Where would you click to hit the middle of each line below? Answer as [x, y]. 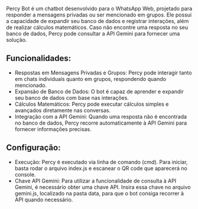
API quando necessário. [44, 200]
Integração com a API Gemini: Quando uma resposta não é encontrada [101, 116]
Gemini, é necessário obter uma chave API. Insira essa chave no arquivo [103, 187]
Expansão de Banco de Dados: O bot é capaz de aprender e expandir [99, 92]
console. [25, 174]
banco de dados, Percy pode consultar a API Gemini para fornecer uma [93, 34]
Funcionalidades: [39, 58]
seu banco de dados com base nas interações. [72, 97]
